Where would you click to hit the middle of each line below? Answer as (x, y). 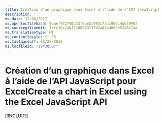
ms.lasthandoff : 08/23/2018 (34, 42)
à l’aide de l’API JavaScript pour (71, 81)
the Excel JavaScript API (56, 102)
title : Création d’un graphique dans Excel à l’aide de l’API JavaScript (82, 10)
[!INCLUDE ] (17, 116)
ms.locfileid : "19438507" (32, 46)
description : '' (22, 14)
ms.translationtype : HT (30, 32)
